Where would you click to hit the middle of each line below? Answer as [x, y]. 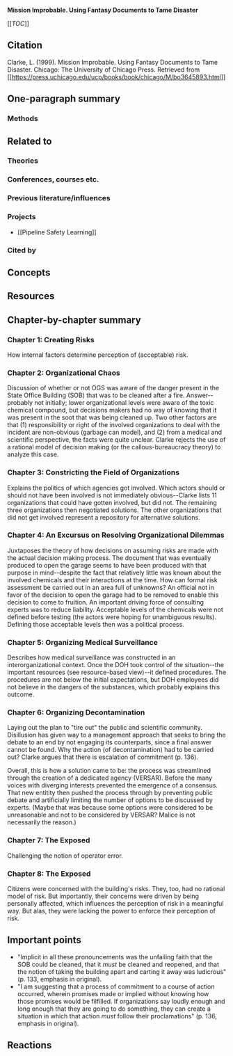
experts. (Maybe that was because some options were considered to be [110, 808]
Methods [23, 119]
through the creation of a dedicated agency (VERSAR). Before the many [110, 778]
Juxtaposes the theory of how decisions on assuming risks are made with [113, 550]
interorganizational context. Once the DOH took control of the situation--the [116, 665]
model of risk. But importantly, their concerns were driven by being [103, 896]
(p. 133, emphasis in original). [59, 979]
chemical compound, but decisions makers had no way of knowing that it [112, 410]
